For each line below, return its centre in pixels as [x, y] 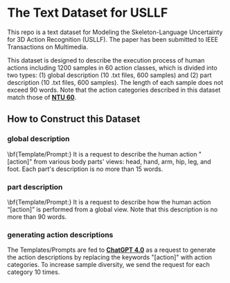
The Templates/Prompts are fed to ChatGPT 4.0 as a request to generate [112, 250]
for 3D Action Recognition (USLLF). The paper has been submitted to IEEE [113, 39]
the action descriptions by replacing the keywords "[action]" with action [110, 257]
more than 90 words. [37, 216]
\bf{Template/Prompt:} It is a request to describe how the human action [109, 202]
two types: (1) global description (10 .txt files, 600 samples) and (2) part [109, 75]
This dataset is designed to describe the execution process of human [106, 60]
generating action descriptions [60, 234]
